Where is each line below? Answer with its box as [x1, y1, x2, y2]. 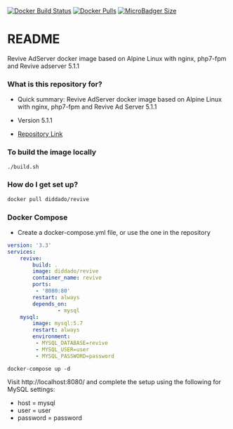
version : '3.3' [7, 242, 52, 249]
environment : [32, 333, 71, 340]
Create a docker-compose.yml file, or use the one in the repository [17, 228, 211, 236]
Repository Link [17, 130, 63, 138]
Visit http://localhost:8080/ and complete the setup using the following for [7, 377, 222, 386]
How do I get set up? [7, 179, 79, 189]
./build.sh [7, 163, 39, 170]
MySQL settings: [7, 385, 55, 393]
